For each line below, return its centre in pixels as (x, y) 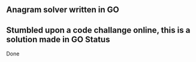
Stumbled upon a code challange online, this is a (98, 30)
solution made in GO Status (58, 39)
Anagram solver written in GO (63, 10)
